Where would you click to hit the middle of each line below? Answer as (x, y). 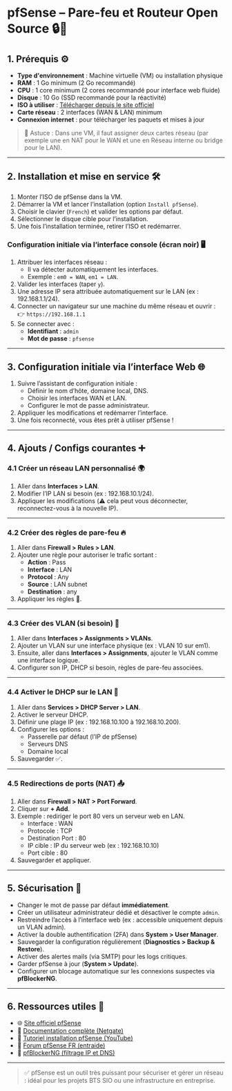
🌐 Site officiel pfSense (49, 1023)
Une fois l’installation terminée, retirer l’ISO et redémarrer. (99, 226)
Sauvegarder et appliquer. (54, 860)
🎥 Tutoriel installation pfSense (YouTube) (75, 1038)
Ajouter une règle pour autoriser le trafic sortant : (87, 555)
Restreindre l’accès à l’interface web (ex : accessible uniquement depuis (120, 920)
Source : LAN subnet (57, 584)
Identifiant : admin (53, 331)
